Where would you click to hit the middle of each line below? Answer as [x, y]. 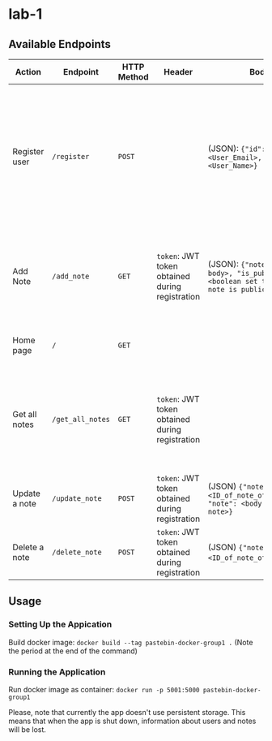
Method [133, 77]
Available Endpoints [60, 44]
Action [28, 72]
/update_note [77, 499]
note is [222, 289]
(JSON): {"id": [237, 149]
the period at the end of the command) [73, 651]
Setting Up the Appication [60, 624]
